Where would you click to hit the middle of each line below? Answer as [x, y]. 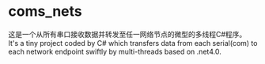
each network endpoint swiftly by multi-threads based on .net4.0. [115, 51]
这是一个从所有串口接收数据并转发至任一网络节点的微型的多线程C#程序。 [127, 34]
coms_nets [45, 11]
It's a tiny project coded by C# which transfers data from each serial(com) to [133, 43]
